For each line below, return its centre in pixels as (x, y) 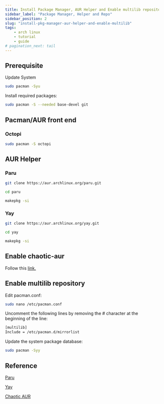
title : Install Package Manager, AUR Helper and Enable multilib (73, 10)
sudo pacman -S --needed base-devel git (47, 105)
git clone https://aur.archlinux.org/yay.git (52, 223)
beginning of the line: (26, 319)
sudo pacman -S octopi (28, 144)
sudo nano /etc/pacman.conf (34, 304)
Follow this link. (20, 268)
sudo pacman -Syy (23, 351)
